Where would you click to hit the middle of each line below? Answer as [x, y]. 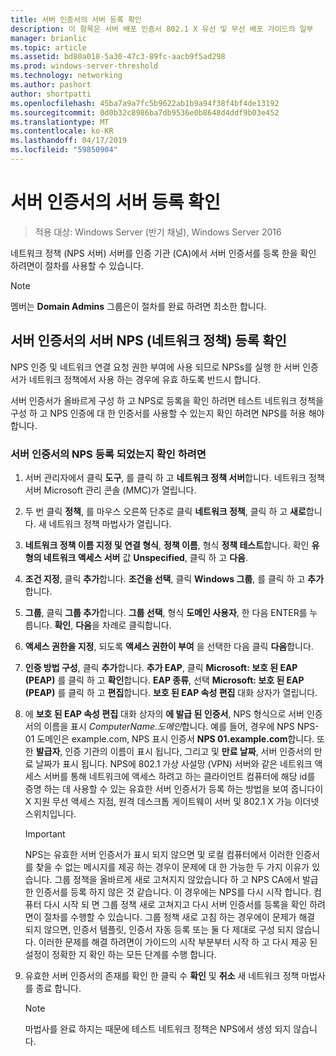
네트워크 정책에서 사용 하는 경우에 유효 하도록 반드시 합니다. [145, 379]
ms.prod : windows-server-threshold [84, 66]
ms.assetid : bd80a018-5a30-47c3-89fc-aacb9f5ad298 [118, 57]
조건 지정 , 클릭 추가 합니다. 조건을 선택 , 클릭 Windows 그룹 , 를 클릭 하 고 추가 [174, 578]
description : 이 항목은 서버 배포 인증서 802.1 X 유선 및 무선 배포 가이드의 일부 [162, 29]
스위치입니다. [50, 813]
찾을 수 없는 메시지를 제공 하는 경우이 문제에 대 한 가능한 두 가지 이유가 [172, 867]
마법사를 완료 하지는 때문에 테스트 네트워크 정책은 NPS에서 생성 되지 [158, 1028]
